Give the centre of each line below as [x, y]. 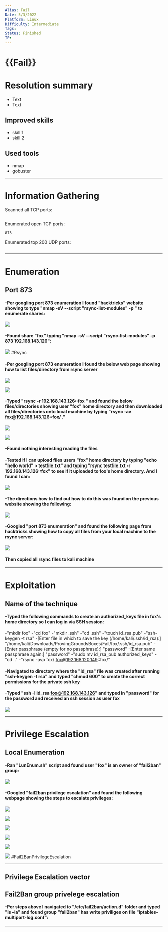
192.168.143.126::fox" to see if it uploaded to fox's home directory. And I [81, 471]
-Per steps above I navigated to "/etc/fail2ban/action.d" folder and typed [83, 907]
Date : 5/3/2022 [21, 15]
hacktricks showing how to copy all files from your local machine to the [81, 532]
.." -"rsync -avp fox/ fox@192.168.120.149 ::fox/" [62, 660]
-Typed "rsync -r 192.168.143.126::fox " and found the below [69, 401]
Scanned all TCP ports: [29, 209]
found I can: [18, 477]
